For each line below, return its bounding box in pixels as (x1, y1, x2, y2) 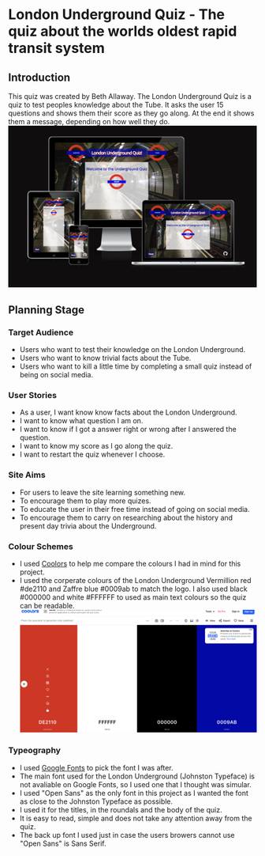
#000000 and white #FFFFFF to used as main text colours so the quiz (19, 592, 247, 602)
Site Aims (8, 469, 46, 480)
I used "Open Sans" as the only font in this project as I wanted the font (19, 788, 248, 797)
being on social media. (19, 369, 93, 379)
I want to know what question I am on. (19, 416, 144, 426)
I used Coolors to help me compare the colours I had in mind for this (19, 559, 241, 568)
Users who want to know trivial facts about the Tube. (19, 353, 192, 362)
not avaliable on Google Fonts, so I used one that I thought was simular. (19, 779, 252, 789)
